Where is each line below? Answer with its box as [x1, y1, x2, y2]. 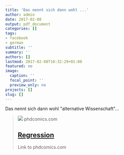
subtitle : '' [5, 45, 33, 50]
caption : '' [10, 73, 35, 78]
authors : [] [5, 54, 30, 60]
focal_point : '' [10, 78, 44, 83]
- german [5, 40, 24, 45]
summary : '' [5, 49, 30, 55]
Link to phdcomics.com [17, 144, 67, 150]
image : [5, 69, 19, 74]
